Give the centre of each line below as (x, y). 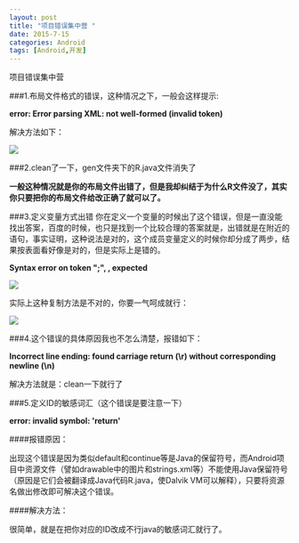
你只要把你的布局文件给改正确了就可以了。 (87, 198)
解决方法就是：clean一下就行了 (66, 385)
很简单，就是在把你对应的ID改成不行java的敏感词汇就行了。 (118, 530)
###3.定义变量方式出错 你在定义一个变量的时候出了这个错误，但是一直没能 (146, 217)
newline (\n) (32, 366)
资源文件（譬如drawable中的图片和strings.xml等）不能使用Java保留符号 (156, 469)
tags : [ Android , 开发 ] (48, 51)
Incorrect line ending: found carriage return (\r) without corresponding (142, 356)
